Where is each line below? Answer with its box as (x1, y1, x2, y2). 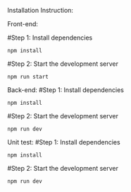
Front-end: (7, 20, 39, 28)
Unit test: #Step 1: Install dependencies (7, 138, 121, 146)
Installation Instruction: (7, 6, 74, 14)
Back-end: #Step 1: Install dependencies (7, 86, 125, 94)
